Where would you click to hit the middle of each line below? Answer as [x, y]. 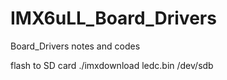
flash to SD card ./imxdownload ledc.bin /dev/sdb [112, 65]
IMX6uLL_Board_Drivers [113, 18]
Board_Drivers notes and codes [75, 46]
